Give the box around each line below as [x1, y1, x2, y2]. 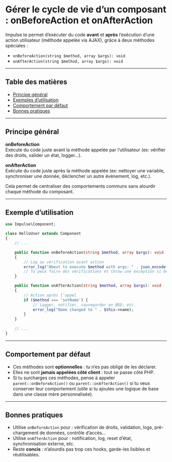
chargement [12, 430, 38, 436]
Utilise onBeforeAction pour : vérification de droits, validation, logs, [12, 424, 154, 431]
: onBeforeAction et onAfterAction [5, 14, 153, 26]
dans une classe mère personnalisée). [12, 391, 93, 397]
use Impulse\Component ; [5, 222, 56, 227]
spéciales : [5, 42, 28, 48]
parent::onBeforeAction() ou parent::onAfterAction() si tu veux [12, 380, 150, 386]
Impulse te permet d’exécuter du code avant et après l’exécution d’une [5, 31, 155, 38]
